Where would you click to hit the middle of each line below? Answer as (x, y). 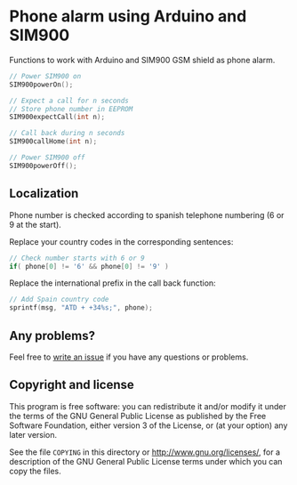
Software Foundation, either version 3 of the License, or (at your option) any (148, 425)
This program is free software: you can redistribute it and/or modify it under (148, 406)
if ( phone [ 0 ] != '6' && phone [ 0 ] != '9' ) (89, 266)
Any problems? (52, 335)
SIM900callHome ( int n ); (53, 141)
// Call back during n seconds (67, 133)
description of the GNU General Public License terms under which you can (146, 461)
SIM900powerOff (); (43, 166)
